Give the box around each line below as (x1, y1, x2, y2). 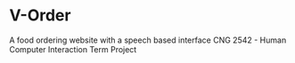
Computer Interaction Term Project (9, 43, 137, 54)
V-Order (9, 5, 71, 26)
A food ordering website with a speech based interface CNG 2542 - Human (9, 35, 287, 45)
